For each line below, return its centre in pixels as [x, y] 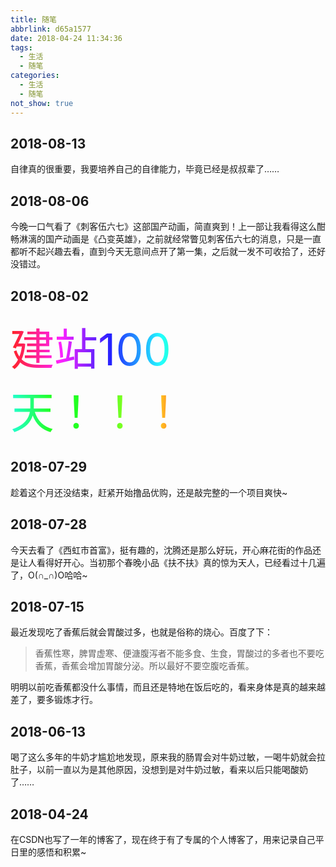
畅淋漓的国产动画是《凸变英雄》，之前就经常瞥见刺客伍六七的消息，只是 [157, 239]
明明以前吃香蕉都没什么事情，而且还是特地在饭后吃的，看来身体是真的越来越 [168, 687]
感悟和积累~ [61, 852]
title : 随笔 [33, 19]
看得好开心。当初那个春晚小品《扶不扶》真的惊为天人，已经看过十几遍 [181, 562]
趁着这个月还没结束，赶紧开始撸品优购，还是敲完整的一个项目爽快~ [149, 492]
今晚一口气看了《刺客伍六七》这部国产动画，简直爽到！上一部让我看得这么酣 [168, 227]
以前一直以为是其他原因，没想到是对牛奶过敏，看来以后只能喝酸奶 [172, 770]
